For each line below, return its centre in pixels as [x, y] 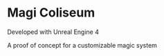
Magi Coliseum [51, 13]
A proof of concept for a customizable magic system [82, 45]
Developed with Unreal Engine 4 [53, 32]
